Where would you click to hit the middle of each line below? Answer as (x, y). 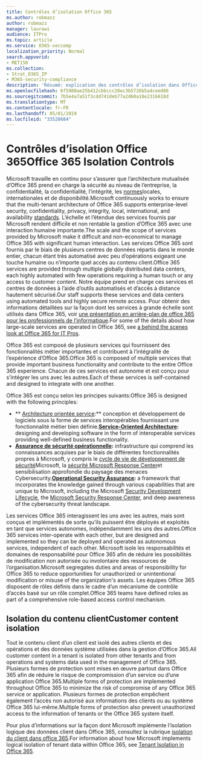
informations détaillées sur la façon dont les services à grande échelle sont (100, 308)
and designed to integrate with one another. (61, 384)
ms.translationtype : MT (36, 102)
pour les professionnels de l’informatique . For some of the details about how (101, 321)
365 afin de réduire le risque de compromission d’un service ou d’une (93, 675)
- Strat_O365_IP (27, 74)
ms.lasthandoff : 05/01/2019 (42, 113)
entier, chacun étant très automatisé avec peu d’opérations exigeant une (96, 256)
